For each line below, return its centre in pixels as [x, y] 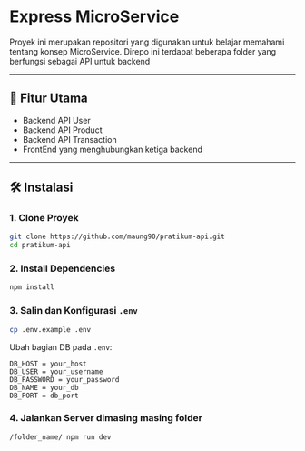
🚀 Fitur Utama [49, 99]
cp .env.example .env [50, 329]
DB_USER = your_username [56, 371]
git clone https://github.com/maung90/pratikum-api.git [117, 237]
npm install [32, 287]
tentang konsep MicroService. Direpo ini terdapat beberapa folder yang [143, 51]
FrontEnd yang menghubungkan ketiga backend [112, 149]
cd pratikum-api [40, 246]
